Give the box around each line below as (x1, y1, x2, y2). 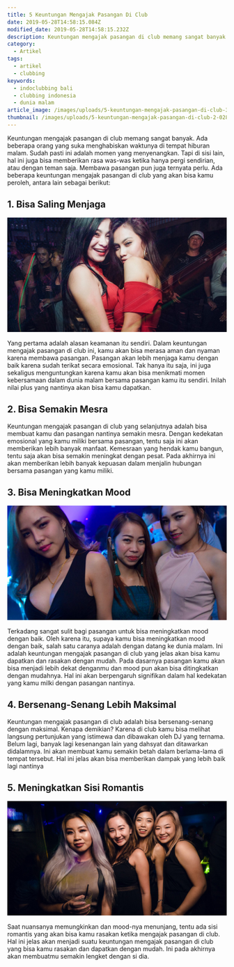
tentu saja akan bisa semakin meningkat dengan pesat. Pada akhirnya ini (7, 451, 216, 459)
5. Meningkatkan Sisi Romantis (7, 782, 144, 794)
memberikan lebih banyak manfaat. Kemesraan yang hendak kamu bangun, (7, 444, 224, 453)
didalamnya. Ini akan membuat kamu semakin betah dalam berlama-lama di (7, 747, 224, 755)
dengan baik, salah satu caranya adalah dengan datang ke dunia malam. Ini (7, 641, 223, 650)
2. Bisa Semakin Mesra (7, 404, 108, 416)
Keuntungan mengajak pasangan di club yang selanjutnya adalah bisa (7, 422, 208, 430)
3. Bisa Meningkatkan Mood (7, 487, 131, 498)
